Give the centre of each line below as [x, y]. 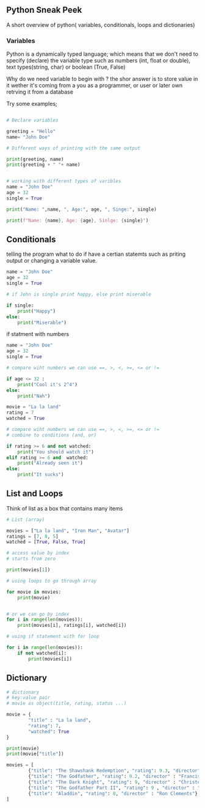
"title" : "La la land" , [60, 720]
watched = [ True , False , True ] [46, 542]
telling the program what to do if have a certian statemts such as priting [96, 254]
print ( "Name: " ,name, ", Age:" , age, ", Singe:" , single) [81, 209]
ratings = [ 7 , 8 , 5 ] [33, 536]
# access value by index [38, 553]
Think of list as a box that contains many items [65, 508]
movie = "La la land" [34, 407]
